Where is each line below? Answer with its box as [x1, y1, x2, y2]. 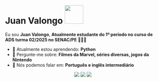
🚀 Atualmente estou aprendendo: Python [12, 46, 96, 52]
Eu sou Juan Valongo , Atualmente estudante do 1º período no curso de [5, 31, 153, 37]
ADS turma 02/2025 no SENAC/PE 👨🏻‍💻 [5, 37, 87, 42]
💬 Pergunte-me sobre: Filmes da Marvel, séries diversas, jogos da [12, 51, 149, 57]
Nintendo [12, 57, 32, 63]
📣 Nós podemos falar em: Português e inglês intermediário [12, 62, 134, 68]
